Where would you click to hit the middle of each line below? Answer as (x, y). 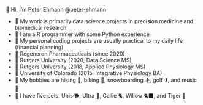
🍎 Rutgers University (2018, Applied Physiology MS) (80, 67)
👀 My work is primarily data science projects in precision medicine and (104, 21)
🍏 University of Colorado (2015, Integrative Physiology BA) (88, 73)
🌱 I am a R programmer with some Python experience (82, 34)
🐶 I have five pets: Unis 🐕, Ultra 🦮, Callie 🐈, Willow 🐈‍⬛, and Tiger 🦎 (100, 96)
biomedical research (40, 28)
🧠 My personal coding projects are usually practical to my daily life (99, 41)
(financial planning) (39, 47)
